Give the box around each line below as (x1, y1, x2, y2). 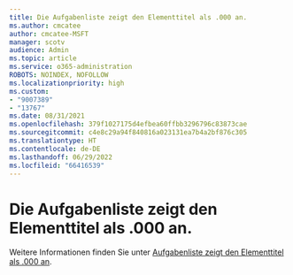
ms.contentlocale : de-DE (9, 144, 101, 153)
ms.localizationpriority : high (9, 79, 125, 88)
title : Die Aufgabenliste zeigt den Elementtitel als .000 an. (9, 12, 248, 22)
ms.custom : (9, 87, 50, 95)
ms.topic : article (9, 54, 77, 63)
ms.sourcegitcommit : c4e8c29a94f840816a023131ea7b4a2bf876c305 (9, 128, 248, 137)
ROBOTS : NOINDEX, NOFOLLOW (9, 71, 109, 80)
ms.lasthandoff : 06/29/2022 (9, 152, 113, 162)
